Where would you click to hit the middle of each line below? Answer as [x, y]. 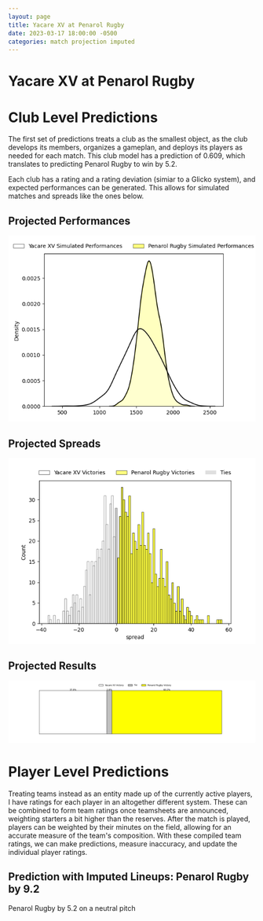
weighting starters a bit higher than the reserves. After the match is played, [130, 819]
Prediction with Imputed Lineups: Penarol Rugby [129, 877]
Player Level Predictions [89, 772]
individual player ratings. [48, 852]
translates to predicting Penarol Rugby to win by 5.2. [93, 164]
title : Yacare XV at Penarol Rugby [66, 25]
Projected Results [52, 666]
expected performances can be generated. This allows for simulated [119, 188]
